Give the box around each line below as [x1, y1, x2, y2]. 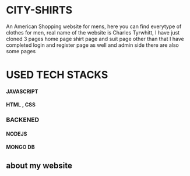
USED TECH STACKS [6, 68, 108, 82]
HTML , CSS [6, 101, 36, 108]
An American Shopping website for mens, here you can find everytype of [6, 23, 182, 30]
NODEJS [6, 130, 27, 137]
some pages [6, 47, 36, 54]
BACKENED [6, 116, 40, 124]
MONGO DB [6, 144, 35, 151]
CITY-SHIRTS [6, 4, 73, 17]
